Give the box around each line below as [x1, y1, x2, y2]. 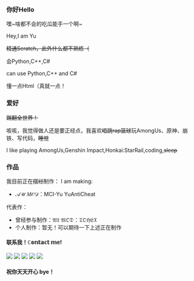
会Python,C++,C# [6, 58, 50, 65]
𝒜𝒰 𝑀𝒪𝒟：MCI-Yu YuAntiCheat [15, 190, 96, 197]
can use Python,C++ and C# [6, 70, 78, 77]
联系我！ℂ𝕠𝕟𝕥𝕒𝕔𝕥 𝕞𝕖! [6, 239, 62, 246]
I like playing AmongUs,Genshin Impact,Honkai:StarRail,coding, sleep [6, 147, 178, 154]
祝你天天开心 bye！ [6, 268, 55, 275]
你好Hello [6, 5, 35, 13]
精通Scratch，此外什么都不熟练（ [6, 45, 90, 52]
